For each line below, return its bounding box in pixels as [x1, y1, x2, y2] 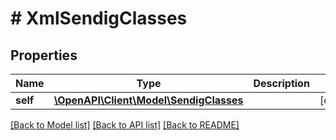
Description [253, 77, 310, 90]
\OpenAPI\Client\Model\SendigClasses [53, 93, 244, 107]
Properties [10, 47, 78, 64]
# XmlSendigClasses [10, 7, 188, 30]
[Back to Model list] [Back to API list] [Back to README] [10, 119, 240, 131]
